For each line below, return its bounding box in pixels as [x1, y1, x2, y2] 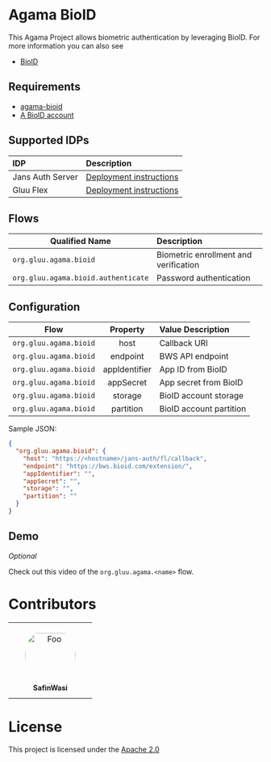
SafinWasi [32, 683, 69, 693]
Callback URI [159, 338, 208, 349]
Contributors [8, 595, 97, 613]
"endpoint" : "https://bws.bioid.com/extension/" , [23, 462, 194, 470]
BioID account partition [159, 403, 247, 415]
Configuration [8, 300, 81, 314]
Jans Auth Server [12, 171, 78, 183]
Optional [8, 551, 37, 561]
